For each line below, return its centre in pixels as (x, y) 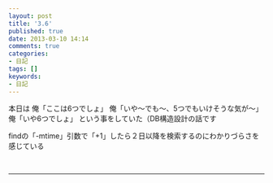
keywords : (25, 76)
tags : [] (23, 69)
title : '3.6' (30, 24)
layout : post (30, 16)
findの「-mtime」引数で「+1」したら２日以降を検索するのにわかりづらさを (134, 136)
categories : (28, 54)
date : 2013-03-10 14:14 (49, 39)
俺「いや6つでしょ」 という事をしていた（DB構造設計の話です (113, 118)
